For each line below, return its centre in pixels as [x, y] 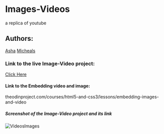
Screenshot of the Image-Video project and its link [59, 114]
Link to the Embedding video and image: [48, 86]
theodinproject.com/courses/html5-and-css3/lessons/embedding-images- [82, 97]
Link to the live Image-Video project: [50, 63]
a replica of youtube [26, 23]
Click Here [16, 74]
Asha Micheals [20, 50]
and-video [16, 102]
